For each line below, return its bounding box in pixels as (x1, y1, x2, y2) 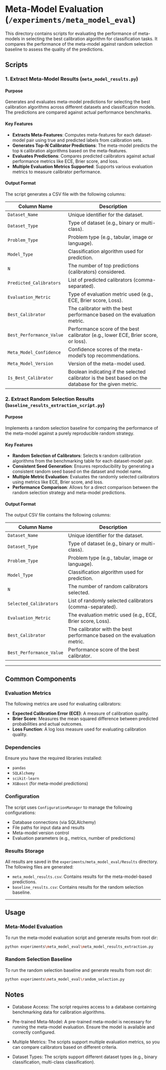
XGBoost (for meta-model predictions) (12, 781, 88, 787)
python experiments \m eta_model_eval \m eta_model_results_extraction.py (5, 944, 154, 949)
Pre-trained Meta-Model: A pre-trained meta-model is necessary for (12, 1018, 152, 1024)
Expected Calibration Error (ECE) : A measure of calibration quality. (12, 711, 149, 717)
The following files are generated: (5, 864, 74, 869)
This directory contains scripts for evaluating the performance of (5, 30, 137, 36)
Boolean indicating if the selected (68, 368, 146, 375)
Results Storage (5, 847, 44, 854)
